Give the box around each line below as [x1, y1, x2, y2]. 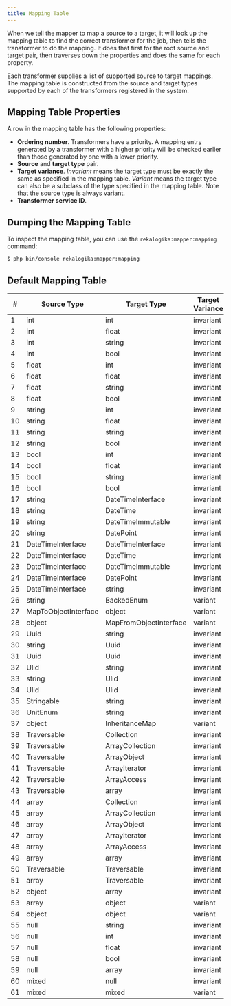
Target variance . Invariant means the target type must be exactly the [16, 167, 214, 176]
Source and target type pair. [16, 160, 99, 168]
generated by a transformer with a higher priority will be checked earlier [16, 145, 221, 154]
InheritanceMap [105, 718, 157, 728]
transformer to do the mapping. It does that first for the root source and [7, 43, 210, 52]
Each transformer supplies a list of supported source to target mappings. [7, 72, 213, 80]
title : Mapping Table [7, 10, 69, 17]
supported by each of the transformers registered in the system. [7, 86, 189, 94]
